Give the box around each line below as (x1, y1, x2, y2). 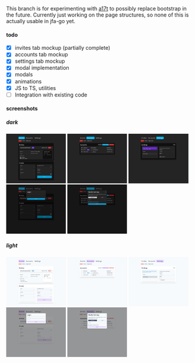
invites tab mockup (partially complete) (14, 44, 111, 52)
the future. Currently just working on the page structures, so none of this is (6, 11, 189, 18)
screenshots (6, 105, 38, 112)
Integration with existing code (14, 91, 88, 98)
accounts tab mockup (14, 51, 68, 58)
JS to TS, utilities (14, 84, 56, 91)
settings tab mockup (14, 57, 65, 65)
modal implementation (14, 65, 69, 72)
